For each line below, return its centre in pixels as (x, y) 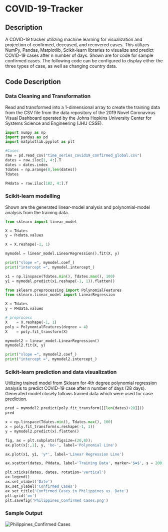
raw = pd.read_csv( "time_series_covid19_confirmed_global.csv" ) (73, 156)
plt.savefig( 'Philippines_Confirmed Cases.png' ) (57, 500)
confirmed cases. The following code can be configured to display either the (84, 61)
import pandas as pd (27, 137)
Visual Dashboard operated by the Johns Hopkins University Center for (78, 118)
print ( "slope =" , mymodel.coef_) (40, 263)
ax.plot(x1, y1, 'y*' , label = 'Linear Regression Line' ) (64, 454)
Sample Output (24, 513)
